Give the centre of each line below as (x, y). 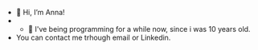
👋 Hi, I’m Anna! (41, 12)
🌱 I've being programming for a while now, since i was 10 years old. (139, 29)
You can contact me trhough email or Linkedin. (93, 37)
